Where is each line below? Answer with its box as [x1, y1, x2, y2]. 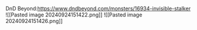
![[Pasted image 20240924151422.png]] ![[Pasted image [5, 11, 143, 18]
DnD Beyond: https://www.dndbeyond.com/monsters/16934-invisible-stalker [5, 5, 191, 12]
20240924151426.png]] [5, 18, 63, 24]
